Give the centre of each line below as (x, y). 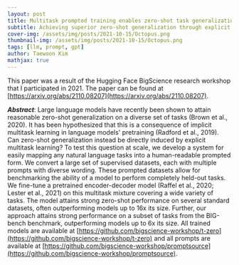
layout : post (27, 14)
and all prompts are (182, 238)
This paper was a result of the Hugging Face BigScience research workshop (119, 80)
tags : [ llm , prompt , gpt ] (46, 47)
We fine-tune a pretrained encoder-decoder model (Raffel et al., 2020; (111, 185)
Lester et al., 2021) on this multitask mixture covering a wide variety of (110, 192)
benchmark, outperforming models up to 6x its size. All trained (119, 223)
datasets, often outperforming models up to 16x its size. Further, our (107, 208)
